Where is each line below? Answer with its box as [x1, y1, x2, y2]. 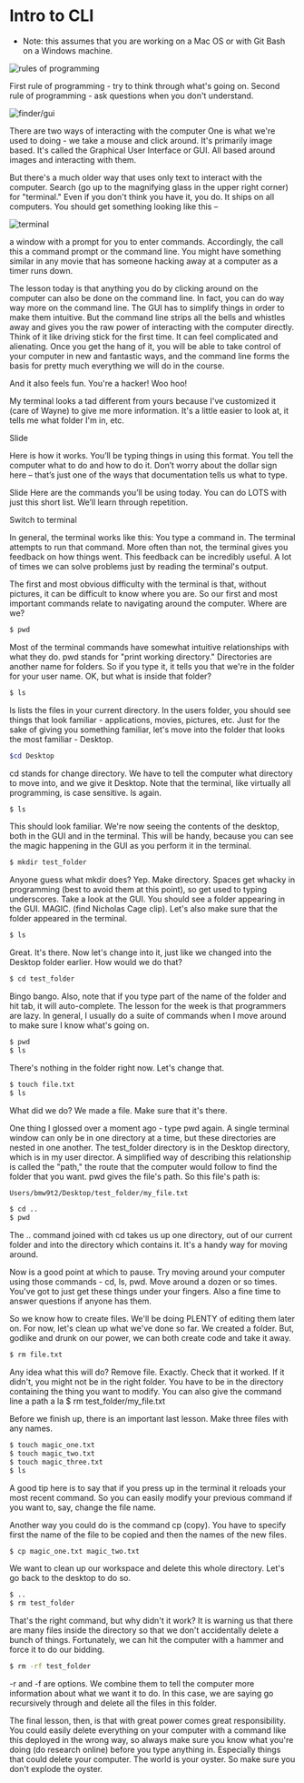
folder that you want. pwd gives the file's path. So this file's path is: [9, 1171, 260, 1182]
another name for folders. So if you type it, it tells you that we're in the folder [9, 660, 295, 671]
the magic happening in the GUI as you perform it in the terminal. [9, 841, 252, 851]
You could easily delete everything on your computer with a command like [9, 1725, 287, 1736]
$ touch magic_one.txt [9, 1441, 95, 1450]
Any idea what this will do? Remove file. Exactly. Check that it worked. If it [9, 1366, 285, 1378]
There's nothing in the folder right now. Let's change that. [9, 1062, 225, 1073]
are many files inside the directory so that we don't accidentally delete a [9, 1625, 279, 1636]
